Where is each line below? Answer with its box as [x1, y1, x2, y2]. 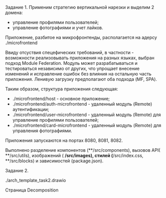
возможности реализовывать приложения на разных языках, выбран [5, 55, 154, 61]
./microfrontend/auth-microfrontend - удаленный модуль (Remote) [12, 101, 152, 107]
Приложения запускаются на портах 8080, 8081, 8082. [5, 138, 123, 143]
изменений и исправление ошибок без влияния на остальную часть [5, 71, 152, 77]
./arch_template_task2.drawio [5, 177, 66, 183]
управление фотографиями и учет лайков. [12, 25, 104, 31]
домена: [5, 10, 23, 16]
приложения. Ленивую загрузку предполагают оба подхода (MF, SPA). [5, 76, 157, 82]
